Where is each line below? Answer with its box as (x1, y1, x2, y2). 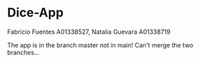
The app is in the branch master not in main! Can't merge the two (7, 41, 194, 49)
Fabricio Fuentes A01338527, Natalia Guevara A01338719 (7, 28, 171, 36)
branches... (7, 48, 40, 56)
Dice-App (7, 5, 64, 21)
